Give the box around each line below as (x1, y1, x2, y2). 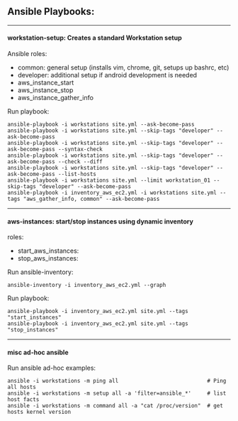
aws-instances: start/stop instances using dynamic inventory (7, 217, 193, 226)
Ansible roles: (7, 50, 47, 58)
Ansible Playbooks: (7, 6, 95, 18)
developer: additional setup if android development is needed (17, 71, 197, 80)
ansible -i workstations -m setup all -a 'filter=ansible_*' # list (7, 390, 227, 397)
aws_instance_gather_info (17, 94, 94, 102)
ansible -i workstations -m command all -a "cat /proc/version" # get (7, 403, 223, 410)
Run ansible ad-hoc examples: (7, 363, 96, 372)
